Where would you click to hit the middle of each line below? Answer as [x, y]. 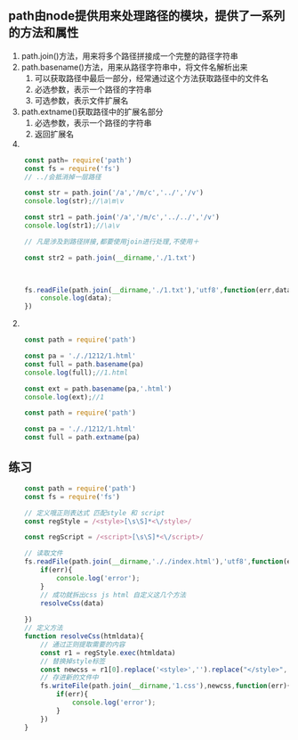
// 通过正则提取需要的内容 [83, 645]
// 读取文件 [44, 554]
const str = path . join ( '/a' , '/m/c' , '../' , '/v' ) [114, 193]
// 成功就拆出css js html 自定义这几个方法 [113, 595]
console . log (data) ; [77, 298]
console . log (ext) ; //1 [64, 397]
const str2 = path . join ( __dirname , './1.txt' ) [110, 258]
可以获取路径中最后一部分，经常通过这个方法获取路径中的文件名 [151, 78]
